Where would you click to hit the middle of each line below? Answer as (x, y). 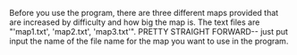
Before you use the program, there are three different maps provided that (144, 13)
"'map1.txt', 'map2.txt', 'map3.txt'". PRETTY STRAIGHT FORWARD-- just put (149, 31)
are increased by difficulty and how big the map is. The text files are (135, 22)
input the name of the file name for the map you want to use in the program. (149, 41)
